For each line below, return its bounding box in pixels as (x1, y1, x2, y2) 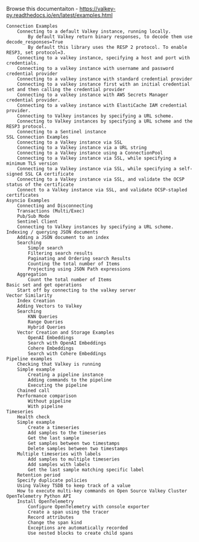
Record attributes (28, 514, 74, 520)
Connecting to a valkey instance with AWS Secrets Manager (17, 92, 169, 98)
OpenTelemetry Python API (6, 493, 71, 499)
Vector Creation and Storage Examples (17, 330, 115, 336)
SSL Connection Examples (6, 134, 69, 140)
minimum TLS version (6, 161, 58, 167)
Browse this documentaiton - (6, 5, 78, 12)
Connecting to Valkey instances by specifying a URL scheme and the (17, 118, 193, 124)
